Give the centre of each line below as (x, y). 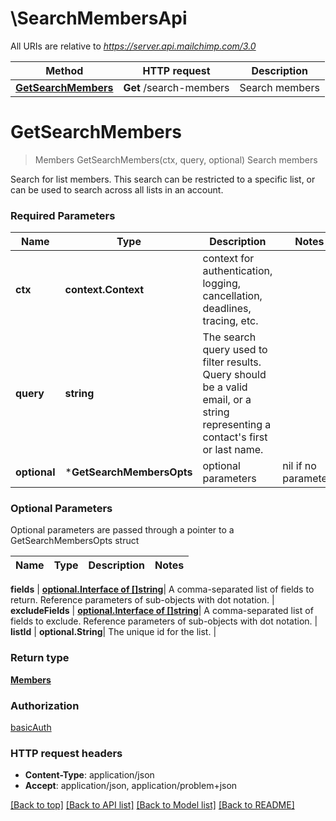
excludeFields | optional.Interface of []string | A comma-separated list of (162, 611)
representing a (237, 425)
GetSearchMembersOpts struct (75, 541)
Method (64, 70)
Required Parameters (63, 215)
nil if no (299, 466)
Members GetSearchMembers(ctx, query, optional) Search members (176, 159)
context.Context (104, 290)
